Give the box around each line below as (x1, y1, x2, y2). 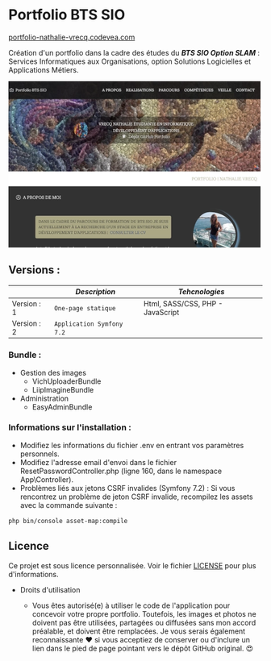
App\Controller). (19, 474, 74, 484)
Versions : (8, 264, 60, 277)
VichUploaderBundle (31, 376, 102, 386)
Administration (19, 393, 69, 403)
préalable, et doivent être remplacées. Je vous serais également (31, 626, 246, 636)
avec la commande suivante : (19, 500, 118, 509)
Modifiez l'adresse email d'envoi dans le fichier (19, 457, 177, 467)
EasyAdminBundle (31, 401, 93, 412)
